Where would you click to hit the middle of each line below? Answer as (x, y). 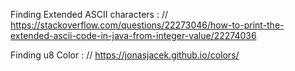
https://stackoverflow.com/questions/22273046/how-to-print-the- (147, 25)
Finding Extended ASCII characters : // (89, 14)
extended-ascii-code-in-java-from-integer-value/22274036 (133, 35)
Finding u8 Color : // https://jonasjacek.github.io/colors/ (125, 55)
